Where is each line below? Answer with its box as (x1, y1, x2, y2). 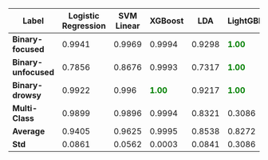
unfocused (12, 67, 54, 78)
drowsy (12, 90, 41, 101)
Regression (61, 20, 106, 31)
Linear (115, 20, 140, 31)
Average (12, 126, 45, 137)
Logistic (68, 10, 100, 21)
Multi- (12, 103, 37, 114)
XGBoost (149, 15, 184, 26)
